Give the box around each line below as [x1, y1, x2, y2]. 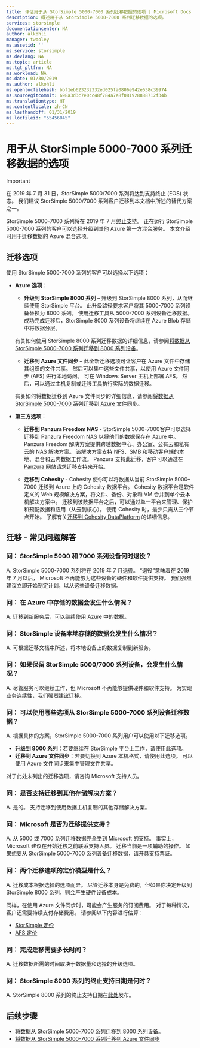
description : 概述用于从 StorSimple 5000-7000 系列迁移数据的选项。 [6, 14, 167, 20]
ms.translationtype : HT [6, 98, 66, 104]
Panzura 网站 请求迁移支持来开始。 [23, 463, 109, 470]
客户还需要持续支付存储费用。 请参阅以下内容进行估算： [6, 909, 144, 916]
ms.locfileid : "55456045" [6, 115, 70, 121]
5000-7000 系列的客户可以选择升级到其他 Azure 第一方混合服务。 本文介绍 [6, 225, 191, 233]
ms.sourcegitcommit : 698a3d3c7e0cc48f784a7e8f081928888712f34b [6, 92, 167, 98]
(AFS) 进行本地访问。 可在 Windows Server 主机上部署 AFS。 [30, 372, 181, 380]
